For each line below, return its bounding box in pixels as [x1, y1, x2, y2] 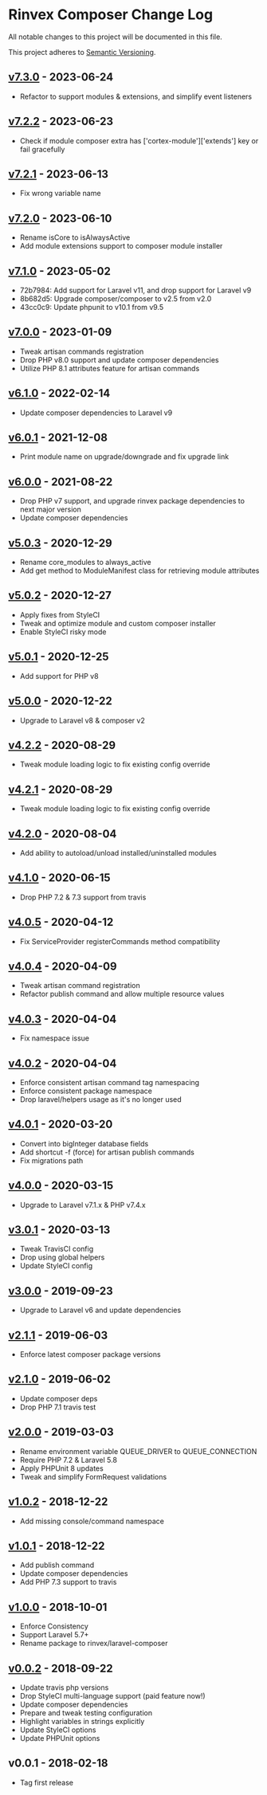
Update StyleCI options [19, 1725, 97, 1734]
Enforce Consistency [19, 1621, 89, 1631]
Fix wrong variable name [19, 189, 101, 198]
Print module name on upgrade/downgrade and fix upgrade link [19, 452, 230, 461]
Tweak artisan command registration [19, 981, 141, 990]
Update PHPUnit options [19, 1733, 100, 1742]
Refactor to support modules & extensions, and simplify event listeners [19, 92, 253, 101]
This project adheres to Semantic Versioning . [8, 47, 156, 57]
